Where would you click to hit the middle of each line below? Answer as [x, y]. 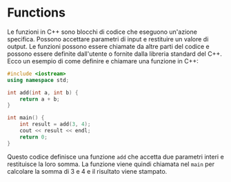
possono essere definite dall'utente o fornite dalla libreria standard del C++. [114, 54]
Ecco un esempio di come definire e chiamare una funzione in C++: [103, 61]
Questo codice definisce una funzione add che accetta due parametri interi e [115, 156]
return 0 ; [34, 137]
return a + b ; [40, 99]
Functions [36, 13]
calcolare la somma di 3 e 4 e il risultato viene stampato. [87, 171]
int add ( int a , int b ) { [43, 92]
